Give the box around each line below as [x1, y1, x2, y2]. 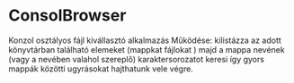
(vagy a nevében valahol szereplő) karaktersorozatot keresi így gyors [8, 54, 264, 64]
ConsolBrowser [8, 5, 127, 26]
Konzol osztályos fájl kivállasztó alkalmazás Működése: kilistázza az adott [8, 35, 282, 46]
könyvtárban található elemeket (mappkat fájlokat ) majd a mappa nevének [8, 44, 285, 54]
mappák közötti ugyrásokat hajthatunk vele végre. [8, 63, 194, 74]
